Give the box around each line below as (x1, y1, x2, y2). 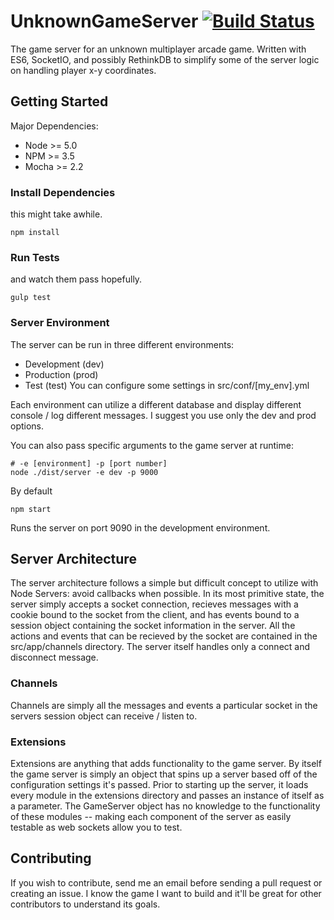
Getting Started (10, 93, 109, 110)
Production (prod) (24, 368, 99, 380)
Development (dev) (24, 358, 105, 370)
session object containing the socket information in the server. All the (10, 620, 296, 632)
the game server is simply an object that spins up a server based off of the (10, 768, 318, 780)
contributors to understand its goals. (10, 898, 161, 910)
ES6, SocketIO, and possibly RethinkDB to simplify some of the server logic (10, 53, 320, 65)
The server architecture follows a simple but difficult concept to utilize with (10, 577, 319, 589)
